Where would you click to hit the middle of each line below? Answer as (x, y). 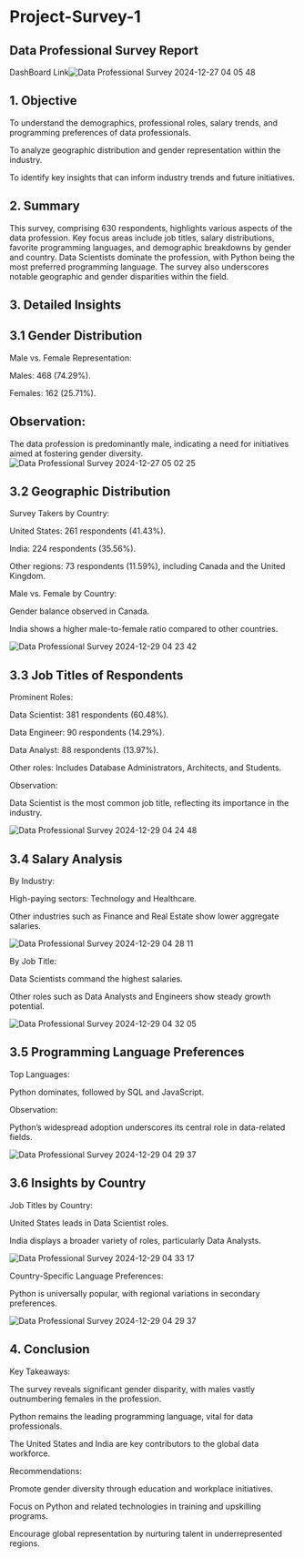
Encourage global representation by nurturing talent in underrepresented (146, 1533)
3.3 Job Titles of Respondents (96, 675)
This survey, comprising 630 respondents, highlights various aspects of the (151, 228)
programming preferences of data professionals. (100, 132)
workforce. (30, 1453)
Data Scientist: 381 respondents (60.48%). (89, 715)
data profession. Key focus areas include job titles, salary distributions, (142, 238)
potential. (27, 1006)
